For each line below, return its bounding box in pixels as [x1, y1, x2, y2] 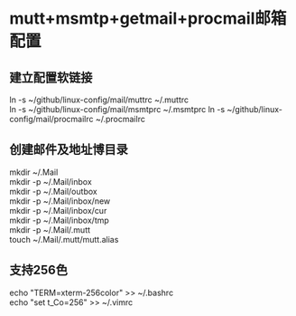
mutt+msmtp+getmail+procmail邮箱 [9, 8, 287, 29]
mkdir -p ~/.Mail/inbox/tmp [9, 215, 110, 225]
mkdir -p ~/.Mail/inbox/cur [9, 205, 107, 215]
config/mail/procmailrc [9, 114, 94, 124]
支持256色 [9, 263, 68, 278]
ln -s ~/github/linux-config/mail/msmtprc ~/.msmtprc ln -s [9, 104, 226, 114]
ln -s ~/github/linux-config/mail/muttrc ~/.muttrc [9, 94, 190, 105]
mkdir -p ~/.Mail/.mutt [9, 224, 91, 235]
